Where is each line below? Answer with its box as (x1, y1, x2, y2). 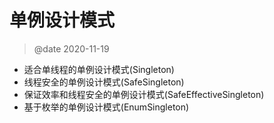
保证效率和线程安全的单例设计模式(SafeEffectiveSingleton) (23, 88, 265, 100)
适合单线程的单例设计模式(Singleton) (23, 63, 175, 75)
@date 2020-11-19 (33, 42, 110, 55)
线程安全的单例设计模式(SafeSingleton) (23, 76, 185, 88)
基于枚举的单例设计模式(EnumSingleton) (23, 101, 190, 113)
